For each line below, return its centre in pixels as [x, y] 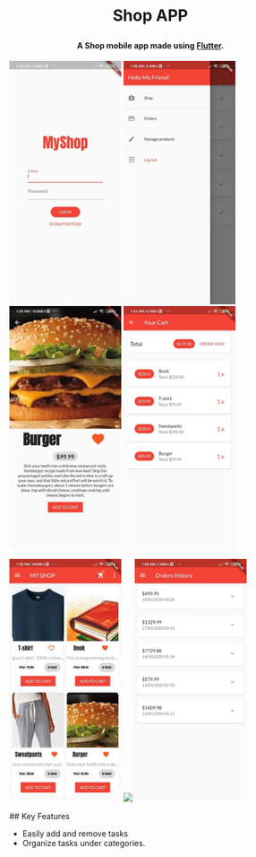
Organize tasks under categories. [84, 844]
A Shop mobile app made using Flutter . [150, 46]
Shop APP [150, 16]
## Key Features [39, 817]
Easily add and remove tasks [75, 834]
